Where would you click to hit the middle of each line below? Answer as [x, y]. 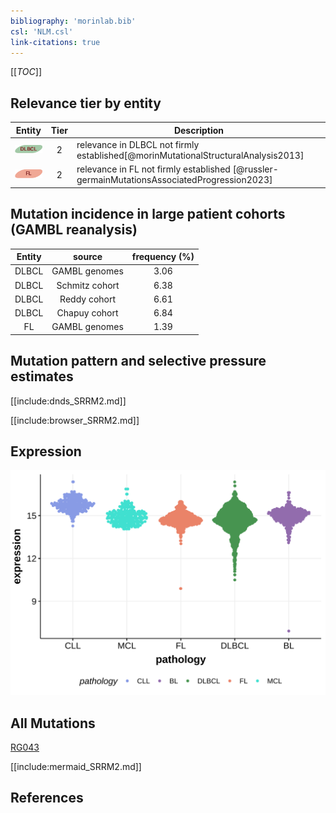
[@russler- [255, 169]
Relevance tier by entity [86, 103]
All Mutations [53, 723]
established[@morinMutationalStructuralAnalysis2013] [190, 155]
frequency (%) [163, 256]
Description [199, 130]
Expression [46, 451]
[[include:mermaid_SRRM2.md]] [76, 766]
